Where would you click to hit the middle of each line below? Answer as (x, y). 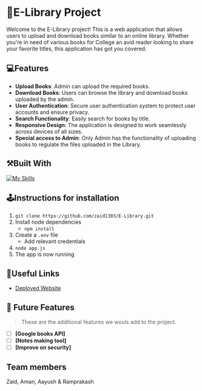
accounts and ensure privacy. (52, 112)
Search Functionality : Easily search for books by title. (82, 119)
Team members (36, 367)
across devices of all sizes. (49, 131)
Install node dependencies (48, 222)
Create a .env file (37, 235)
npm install (39, 229)
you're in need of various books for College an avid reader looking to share (100, 42)
